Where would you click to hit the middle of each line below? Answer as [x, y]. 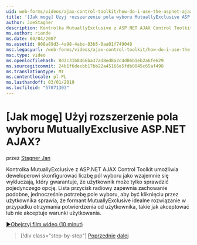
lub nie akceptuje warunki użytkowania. [54, 213]
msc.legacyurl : [25, 50]
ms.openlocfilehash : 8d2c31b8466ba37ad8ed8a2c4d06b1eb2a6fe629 [85, 60]
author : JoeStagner [30, 22]
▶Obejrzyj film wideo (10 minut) [45, 224]
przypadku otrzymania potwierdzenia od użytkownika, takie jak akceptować [98, 206]
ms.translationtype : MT [35, 72]
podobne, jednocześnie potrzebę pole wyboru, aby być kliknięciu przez [92, 194]
